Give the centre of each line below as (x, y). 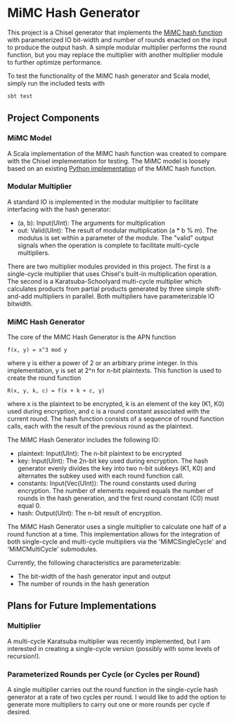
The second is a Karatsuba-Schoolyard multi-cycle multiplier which (105, 281)
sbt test (20, 96)
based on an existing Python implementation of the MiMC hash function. (112, 168)
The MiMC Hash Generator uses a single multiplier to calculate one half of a (117, 527)
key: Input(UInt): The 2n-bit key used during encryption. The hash (113, 461)
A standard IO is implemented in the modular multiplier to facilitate (103, 202)
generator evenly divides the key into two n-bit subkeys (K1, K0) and (116, 468)
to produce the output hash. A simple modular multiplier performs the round (117, 47)
